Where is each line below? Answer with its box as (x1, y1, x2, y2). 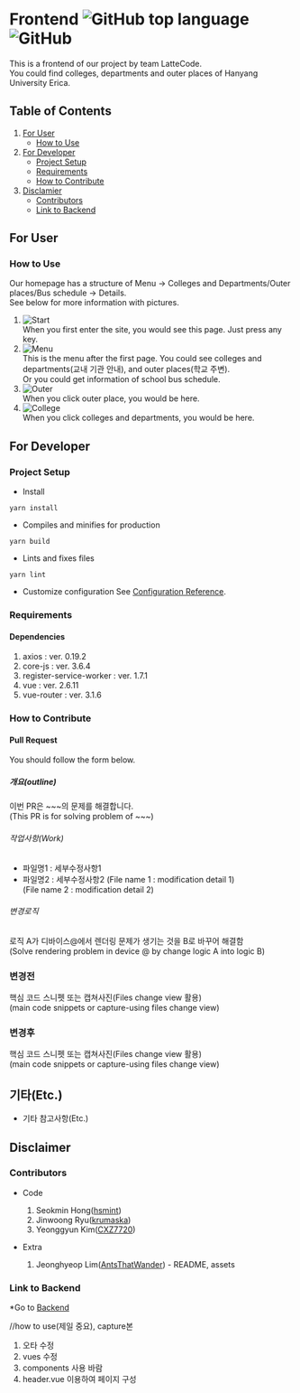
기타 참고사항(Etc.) (22, 1113, 89, 1124)
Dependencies (9, 631, 66, 641)
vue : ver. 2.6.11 (22, 680, 79, 691)
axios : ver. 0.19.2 (22, 651, 87, 662)
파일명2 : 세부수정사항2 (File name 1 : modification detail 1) (22, 874, 235, 884)
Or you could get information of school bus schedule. (22, 374, 221, 385)
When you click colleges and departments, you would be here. (22, 412, 255, 424)
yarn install (9, 504, 59, 513)
